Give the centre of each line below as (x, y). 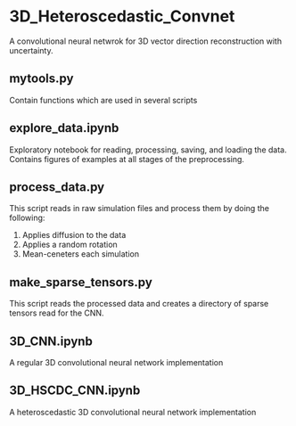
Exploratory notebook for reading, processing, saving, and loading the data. (148, 150)
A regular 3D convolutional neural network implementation (116, 362)
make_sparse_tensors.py (81, 282)
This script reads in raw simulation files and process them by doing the (140, 209)
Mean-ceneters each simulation (81, 254)
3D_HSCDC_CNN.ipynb (75, 391)
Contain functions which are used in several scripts (103, 100)
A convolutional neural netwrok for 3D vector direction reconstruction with (146, 41)
